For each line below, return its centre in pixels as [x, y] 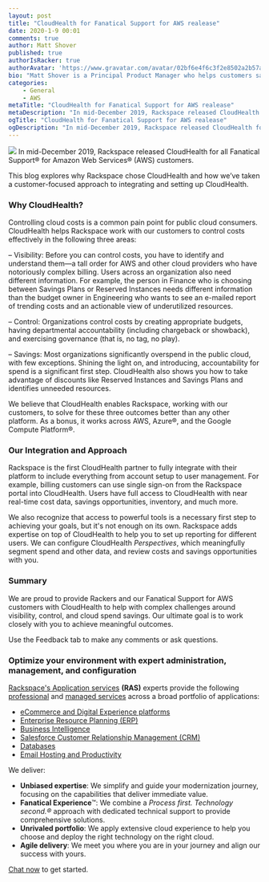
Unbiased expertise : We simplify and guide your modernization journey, [139, 785]
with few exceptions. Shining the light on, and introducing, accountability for [134, 363]
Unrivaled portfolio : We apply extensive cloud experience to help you [135, 828]
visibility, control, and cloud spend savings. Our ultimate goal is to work [126, 616]
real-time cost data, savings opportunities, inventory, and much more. [123, 502]
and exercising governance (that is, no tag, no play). [94, 339]
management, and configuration [72, 670]
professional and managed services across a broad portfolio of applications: [134, 696]
